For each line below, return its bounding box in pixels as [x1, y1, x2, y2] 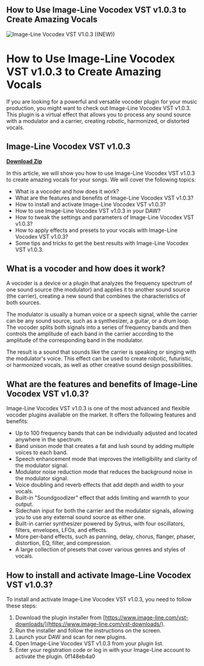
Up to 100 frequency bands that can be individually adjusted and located [15, 429, 198, 437]
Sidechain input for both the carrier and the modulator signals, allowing [15, 507, 194, 514]
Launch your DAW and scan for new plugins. [15, 633, 127, 640]
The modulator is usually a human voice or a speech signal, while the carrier [6, 310, 198, 318]
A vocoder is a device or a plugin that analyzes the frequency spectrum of [6, 279, 192, 287]
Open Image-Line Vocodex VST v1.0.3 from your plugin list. [15, 640, 164, 647]
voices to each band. [15, 449, 68, 456]
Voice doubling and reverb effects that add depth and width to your [15, 481, 185, 489]
